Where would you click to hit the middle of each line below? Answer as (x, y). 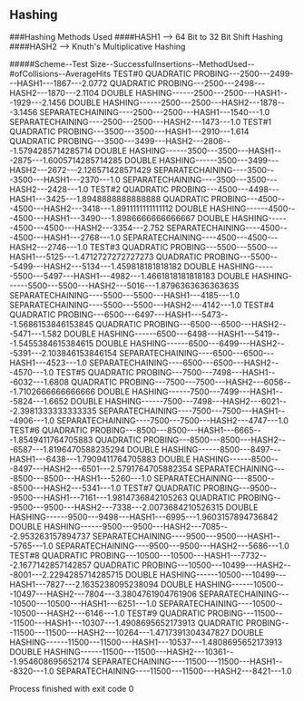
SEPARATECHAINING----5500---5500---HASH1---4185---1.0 (125, 295)
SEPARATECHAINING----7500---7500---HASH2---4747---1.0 (172, 420)
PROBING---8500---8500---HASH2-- (214, 440)
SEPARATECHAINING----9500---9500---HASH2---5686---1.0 (172, 545)
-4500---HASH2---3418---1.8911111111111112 (92, 209)
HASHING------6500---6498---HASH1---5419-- (189, 334)
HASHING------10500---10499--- (223, 574)
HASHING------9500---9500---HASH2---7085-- (136, 526)
